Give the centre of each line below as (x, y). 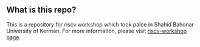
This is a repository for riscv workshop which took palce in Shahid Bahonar (100, 24)
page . (14, 37)
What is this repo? (41, 10)
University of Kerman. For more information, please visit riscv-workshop (97, 31)
